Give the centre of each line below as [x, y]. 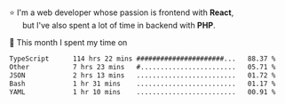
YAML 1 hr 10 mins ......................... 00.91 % [142, 92]
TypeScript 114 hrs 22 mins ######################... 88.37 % [142, 59]
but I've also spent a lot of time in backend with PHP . [119, 25]
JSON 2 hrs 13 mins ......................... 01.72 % [142, 75]
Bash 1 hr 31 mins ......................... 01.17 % [142, 84]
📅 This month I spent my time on [68, 42]
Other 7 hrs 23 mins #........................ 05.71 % [142, 67]
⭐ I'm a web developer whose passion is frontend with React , [122, 12]
